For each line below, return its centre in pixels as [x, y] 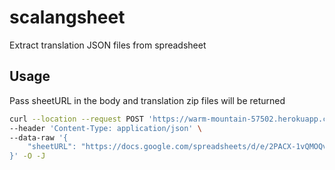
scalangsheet [67, 17]
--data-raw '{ [39, 137]
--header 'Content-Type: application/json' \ [105, 128]
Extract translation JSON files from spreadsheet [108, 45]
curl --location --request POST [76, 119]
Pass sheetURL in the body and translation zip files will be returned [147, 100]
